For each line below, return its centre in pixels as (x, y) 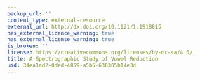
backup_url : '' (29, 14)
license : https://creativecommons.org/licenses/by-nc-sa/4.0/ (100, 53)
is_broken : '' (28, 46)
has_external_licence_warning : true (61, 33)
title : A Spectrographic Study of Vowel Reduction (83, 59)
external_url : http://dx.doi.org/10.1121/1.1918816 (84, 26)
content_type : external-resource (56, 20)
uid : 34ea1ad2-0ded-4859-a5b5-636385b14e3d (72, 65)
